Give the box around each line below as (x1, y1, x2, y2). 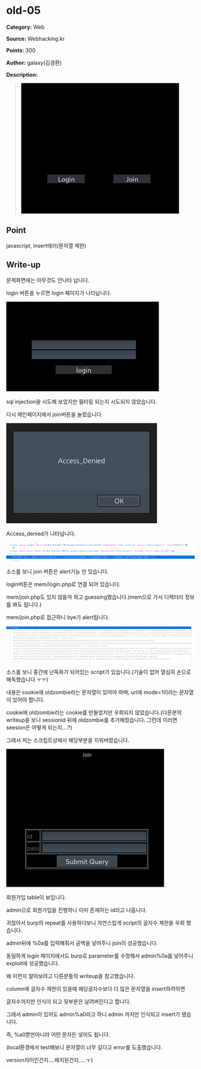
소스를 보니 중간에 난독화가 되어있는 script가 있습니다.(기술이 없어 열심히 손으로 (6, 668, 191, 675)
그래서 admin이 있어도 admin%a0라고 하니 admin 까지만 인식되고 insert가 (6, 1010, 181, 1017)
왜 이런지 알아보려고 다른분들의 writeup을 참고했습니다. (6, 972, 135, 980)
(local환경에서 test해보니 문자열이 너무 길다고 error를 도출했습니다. (6, 1043, 163, 1050)
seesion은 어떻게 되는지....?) (6, 723, 73, 731)
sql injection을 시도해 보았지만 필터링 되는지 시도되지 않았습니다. (6, 398, 157, 405)
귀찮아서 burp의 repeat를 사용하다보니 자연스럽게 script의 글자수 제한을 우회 (6, 919, 185, 926)
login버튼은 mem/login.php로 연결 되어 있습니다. (6, 581, 121, 588)
